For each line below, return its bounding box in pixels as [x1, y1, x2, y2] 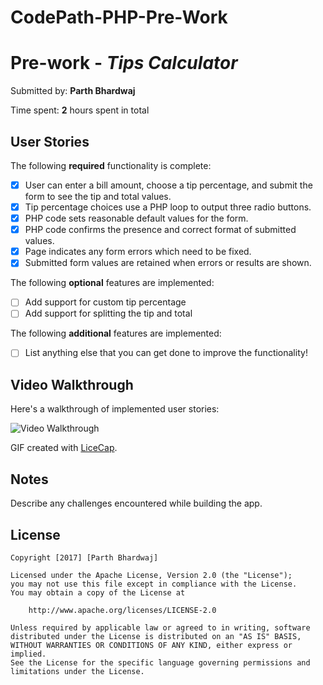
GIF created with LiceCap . [10, 442, 118, 454]
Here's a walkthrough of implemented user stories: [10, 403, 220, 415]
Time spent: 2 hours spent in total [10, 104, 150, 116]
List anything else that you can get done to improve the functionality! [24, 347, 308, 359]
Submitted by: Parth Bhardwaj [10, 85, 136, 97]
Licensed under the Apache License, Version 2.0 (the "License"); [10, 570, 293, 580]
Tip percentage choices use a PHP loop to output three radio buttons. [24, 201, 312, 213]
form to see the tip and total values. [24, 191, 172, 202]
